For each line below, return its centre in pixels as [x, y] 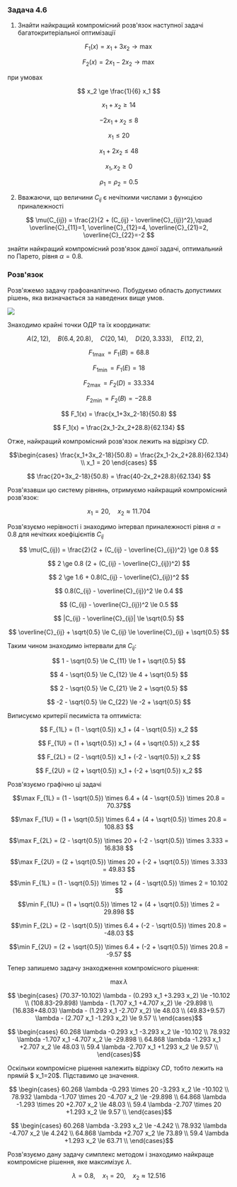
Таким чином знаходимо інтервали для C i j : [72, 646]
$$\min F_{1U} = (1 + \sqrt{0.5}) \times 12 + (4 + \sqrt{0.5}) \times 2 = [119, 904]
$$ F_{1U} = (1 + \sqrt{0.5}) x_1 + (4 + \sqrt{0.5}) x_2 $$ [119, 743]
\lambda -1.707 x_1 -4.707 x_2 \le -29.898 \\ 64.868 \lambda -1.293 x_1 [119, 1040]
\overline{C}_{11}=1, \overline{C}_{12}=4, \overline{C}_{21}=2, [119, 227]
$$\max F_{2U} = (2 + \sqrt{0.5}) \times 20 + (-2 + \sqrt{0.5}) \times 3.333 [119, 862]
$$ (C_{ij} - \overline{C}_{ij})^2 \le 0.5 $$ [119, 604]
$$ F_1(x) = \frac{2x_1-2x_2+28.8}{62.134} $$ [119, 427]
